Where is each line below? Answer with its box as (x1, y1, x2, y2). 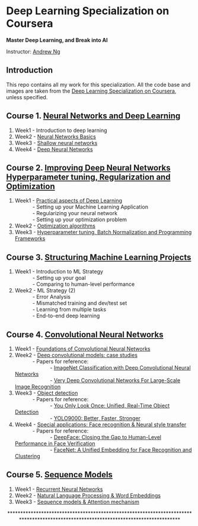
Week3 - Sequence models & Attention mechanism (14, 498, 139, 505)
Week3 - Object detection (14, 389, 78, 396)
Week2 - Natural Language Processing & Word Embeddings (14, 492, 161, 499)
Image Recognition (14, 383, 61, 390)
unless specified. (6, 93, 48, 100)
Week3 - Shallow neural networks (14, 139, 98, 146)
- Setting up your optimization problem (32, 216, 127, 223)
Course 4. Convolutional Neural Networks (6, 329, 164, 339)
